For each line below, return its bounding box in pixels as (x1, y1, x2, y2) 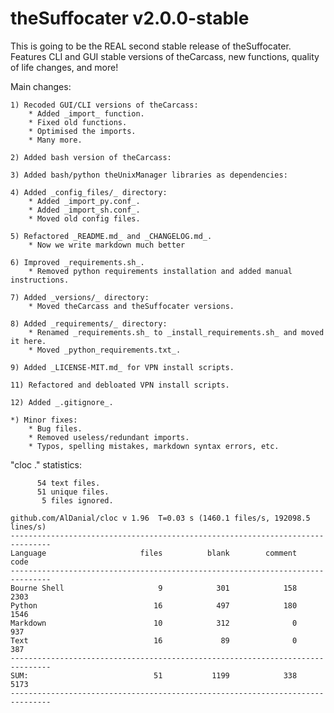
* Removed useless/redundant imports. (28, 432, 190, 442)
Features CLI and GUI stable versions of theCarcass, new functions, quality (10, 50, 320, 62)
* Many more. (28, 135, 83, 145)
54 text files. (36, 478, 101, 488)
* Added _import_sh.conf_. (28, 205, 141, 215)
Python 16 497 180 (10, 600, 298, 611)
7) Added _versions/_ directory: (10, 292, 150, 302)
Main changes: (10, 80, 72, 92)
